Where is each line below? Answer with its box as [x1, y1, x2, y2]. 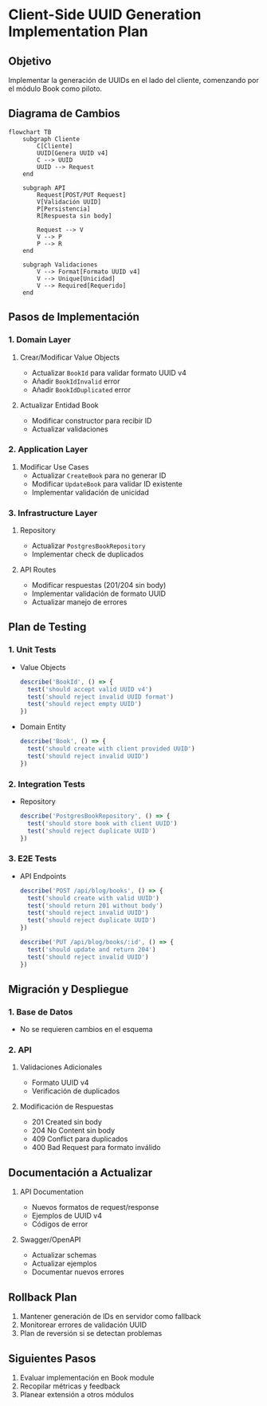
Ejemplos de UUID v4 [31, 1211, 102, 1221]
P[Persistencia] [37, 205, 91, 213]
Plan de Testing [8, 620, 87, 634]
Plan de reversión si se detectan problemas [19, 1329, 163, 1338]
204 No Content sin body [31, 1126, 116, 1136]
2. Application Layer [8, 444, 88, 455]
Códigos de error [31, 1219, 88, 1229]
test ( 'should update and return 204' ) [27, 945, 156, 954]
